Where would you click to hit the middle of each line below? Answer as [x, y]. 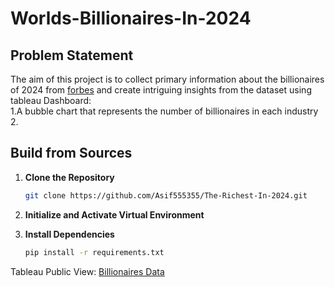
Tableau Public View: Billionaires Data [87, 271]
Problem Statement [72, 55]
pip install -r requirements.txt [94, 252]
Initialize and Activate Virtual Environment [114, 214]
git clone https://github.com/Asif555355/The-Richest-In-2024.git [166, 195]
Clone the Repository [69, 177]
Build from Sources [71, 153]
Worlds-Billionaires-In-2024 [131, 18]
